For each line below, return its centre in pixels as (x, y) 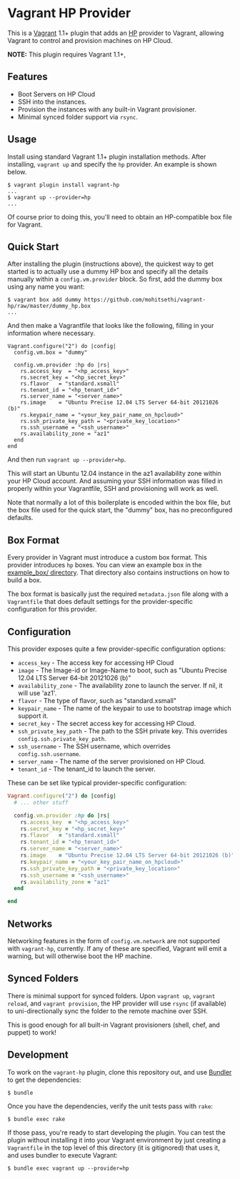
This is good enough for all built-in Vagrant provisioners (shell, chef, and (114, 1025)
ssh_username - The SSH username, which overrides (94, 746)
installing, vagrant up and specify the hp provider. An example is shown (112, 164)
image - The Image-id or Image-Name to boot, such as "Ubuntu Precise (122, 670)
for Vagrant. (25, 224)
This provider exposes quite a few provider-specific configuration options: (117, 649)
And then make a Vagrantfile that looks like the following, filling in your (111, 326)
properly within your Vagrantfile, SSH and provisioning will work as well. (113, 489)
